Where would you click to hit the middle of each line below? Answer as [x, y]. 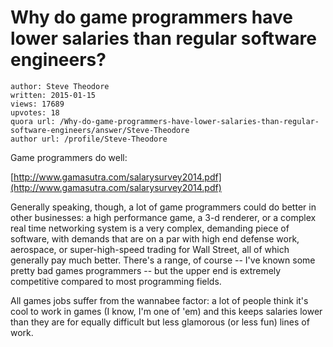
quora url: [33, 121]
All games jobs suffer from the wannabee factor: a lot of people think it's [159, 300]
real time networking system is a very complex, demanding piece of [150, 228]
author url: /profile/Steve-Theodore [89, 139]
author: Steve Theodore [60, 86]
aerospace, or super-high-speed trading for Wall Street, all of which [150, 249]
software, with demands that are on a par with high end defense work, [155, 238]
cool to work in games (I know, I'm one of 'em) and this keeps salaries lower [166, 311]
